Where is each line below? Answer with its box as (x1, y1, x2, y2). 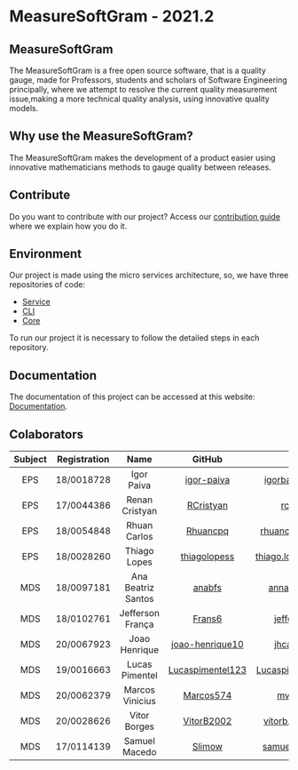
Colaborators (9, 427, 84, 442)
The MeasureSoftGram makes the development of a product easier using (9, 152, 277, 163)
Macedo (122, 746, 157, 758)
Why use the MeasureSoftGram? (9, 129, 193, 144)
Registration (56, 453, 110, 466)
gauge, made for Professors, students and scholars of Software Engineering (9, 75, 288, 85)
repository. (9, 342, 49, 353)
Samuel (123, 735, 155, 748)
